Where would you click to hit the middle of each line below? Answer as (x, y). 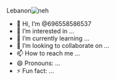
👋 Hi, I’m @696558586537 (54, 24)
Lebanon (19, 11)
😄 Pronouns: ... (38, 63)
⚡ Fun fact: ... (35, 71)
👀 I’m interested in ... (45, 31)
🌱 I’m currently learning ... (53, 38)
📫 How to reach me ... (48, 53)
